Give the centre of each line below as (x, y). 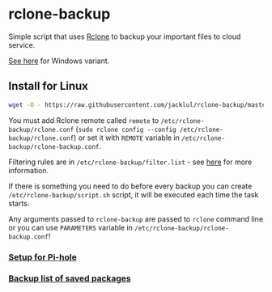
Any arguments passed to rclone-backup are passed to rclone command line (136, 218)
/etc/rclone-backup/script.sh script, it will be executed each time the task (134, 194)
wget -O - (25, 105)
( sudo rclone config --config (126, 129)
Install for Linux (49, 86)
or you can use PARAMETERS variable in (71, 227)
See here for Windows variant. (59, 61)
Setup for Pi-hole (42, 257)
